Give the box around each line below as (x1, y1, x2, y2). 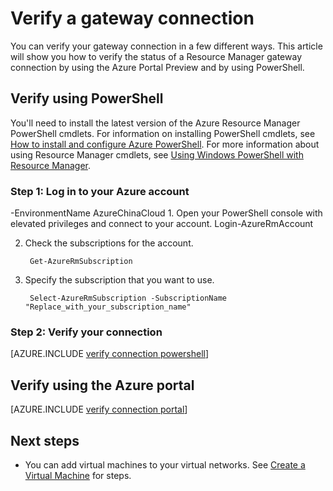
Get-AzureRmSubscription (29, 257, 133, 267)
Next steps (10, 432, 80, 449)
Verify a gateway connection (10, 7, 255, 30)
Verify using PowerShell (10, 90, 164, 107)
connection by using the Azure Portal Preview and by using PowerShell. (10, 61, 305, 73)
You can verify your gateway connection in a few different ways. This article (10, 40, 323, 52)
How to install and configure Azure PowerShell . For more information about (10, 138, 320, 150)
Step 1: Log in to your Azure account (10, 184, 190, 198)
